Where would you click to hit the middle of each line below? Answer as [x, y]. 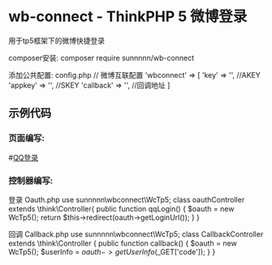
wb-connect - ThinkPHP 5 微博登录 [128, 17]
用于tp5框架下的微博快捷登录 [57, 41]
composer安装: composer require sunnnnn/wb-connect [101, 58]
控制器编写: [31, 181]
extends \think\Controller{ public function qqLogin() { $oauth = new [121, 208]
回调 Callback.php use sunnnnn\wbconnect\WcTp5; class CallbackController [136, 234]
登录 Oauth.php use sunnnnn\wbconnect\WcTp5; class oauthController [127, 199]
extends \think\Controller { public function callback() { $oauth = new [123, 243]
